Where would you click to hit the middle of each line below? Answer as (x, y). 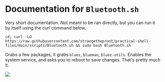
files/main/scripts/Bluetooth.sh (39, 45)
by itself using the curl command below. (46, 27)
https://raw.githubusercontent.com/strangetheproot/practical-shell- (78, 41)
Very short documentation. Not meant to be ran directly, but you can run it (80, 23)
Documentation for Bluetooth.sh (72, 9)
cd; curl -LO (18, 37)
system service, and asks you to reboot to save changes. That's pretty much (83, 59)
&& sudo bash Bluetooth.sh (103, 45)
